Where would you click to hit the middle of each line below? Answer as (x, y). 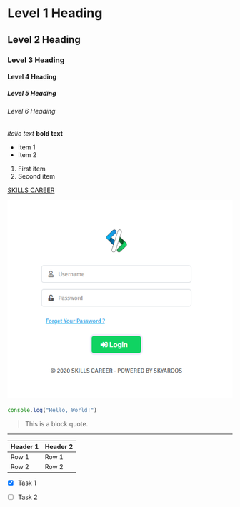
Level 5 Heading (32, 93)
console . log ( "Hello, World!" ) (52, 411)
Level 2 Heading (44, 40)
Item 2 (27, 154)
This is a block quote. (56, 424)
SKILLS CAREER (31, 190)
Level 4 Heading (32, 77)
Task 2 (27, 497)
